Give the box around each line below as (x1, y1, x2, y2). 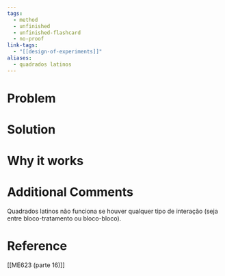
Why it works (7, 153, 84, 168)
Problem (7, 90, 56, 106)
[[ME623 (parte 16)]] (7, 261, 65, 269)
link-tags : (7, 42, 38, 49)
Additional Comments (7, 184, 133, 200)
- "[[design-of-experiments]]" (13, 49, 103, 55)
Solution (7, 122, 56, 137)
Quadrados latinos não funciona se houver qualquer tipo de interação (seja (7, 207, 219, 216)
